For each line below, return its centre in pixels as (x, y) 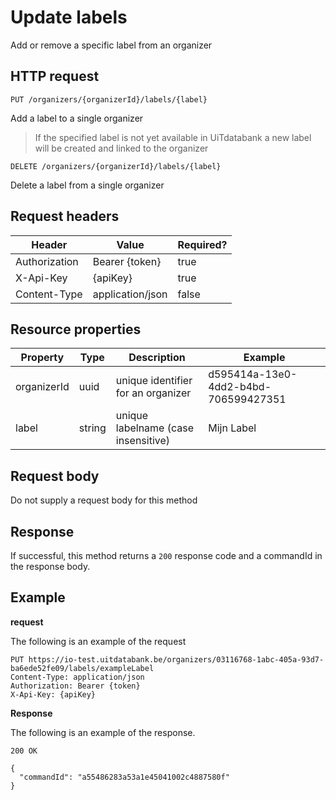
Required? (202, 244)
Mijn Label (232, 428)
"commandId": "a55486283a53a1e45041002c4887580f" (124, 777)
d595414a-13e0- (253, 374)
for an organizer (153, 393)
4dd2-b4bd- (240, 387)
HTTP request (55, 76)
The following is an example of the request (98, 641)
